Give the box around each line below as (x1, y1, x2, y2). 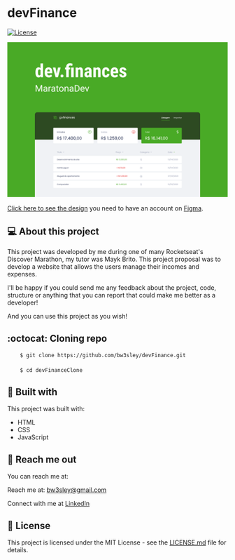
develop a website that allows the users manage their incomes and (7, 262, 199, 271)
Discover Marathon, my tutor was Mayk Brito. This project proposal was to (7, 255, 222, 264)
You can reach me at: (7, 472, 69, 481)
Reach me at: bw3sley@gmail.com (7, 486, 107, 494)
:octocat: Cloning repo (7, 332, 107, 345)
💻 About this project (7, 225, 99, 237)
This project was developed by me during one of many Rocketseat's (7, 248, 204, 256)
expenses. (7, 270, 37, 279)
